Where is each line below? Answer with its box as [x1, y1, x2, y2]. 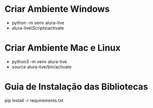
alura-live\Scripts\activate [11, 25, 64, 31]
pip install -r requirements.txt [4, 97, 63, 103]
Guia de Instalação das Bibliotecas [4, 81, 148, 92]
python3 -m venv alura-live [11, 58, 67, 65]
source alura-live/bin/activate [11, 64, 72, 70]
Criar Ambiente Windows [4, 3, 110, 15]
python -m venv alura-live [11, 20, 64, 26]
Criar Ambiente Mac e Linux [4, 42, 121, 54]
